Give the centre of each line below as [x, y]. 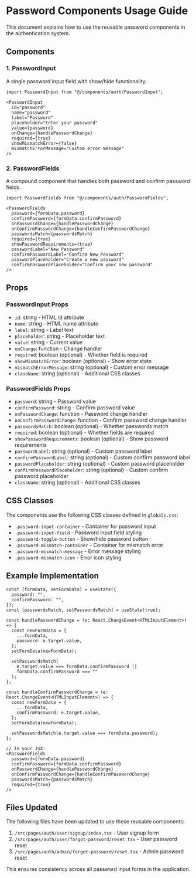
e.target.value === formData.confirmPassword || [77, 666]
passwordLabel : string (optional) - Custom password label [83, 451]
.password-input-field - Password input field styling [78, 533]
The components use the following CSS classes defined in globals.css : [92, 515]
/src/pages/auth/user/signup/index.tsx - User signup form [87, 833]
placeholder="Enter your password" [55, 123]
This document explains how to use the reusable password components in [96, 27]
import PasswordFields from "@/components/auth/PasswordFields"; [87, 198]
